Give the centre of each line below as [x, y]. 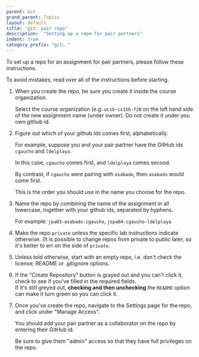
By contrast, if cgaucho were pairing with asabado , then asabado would [99, 174]
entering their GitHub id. [44, 329]
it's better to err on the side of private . [62, 245]
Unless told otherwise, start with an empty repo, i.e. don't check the [98, 257]
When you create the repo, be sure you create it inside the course [96, 91]
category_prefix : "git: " [38, 45]
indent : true [22, 39]
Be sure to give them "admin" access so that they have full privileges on [103, 341]
